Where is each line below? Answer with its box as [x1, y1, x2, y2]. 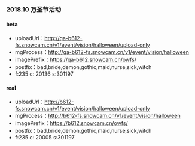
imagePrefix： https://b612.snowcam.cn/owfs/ [14, 120, 128, 127]
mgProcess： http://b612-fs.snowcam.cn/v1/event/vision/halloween [14, 112, 181, 120]
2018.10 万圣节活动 [6, 5, 62, 13]
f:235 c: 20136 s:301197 [14, 70, 74, 78]
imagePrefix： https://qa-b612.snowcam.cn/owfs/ [14, 56, 136, 64]
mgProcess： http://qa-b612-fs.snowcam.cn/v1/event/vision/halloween [14, 49, 190, 56]
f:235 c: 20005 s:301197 [14, 134, 75, 141]
